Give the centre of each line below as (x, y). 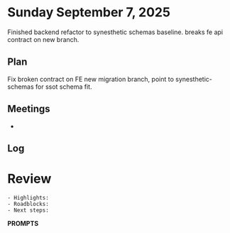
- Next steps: (28, 210)
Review (29, 179)
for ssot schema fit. (64, 87)
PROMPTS (23, 223)
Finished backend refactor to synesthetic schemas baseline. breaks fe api (115, 32)
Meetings (29, 109)
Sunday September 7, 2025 (89, 12)
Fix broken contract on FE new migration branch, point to (91, 79)
